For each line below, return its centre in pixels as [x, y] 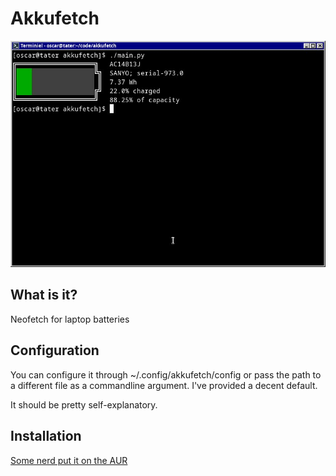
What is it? [44, 295]
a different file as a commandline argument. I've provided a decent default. [164, 385]
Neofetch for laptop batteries [70, 319]
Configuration [55, 350]
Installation [46, 436]
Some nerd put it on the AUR [69, 460]
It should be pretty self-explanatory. [84, 404]
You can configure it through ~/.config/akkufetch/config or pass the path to [166, 374]
